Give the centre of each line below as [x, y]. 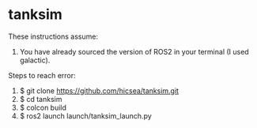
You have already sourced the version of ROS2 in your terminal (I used [134, 51]
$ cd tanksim [41, 99]
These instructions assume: [53, 36]
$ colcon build [43, 107]
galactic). [35, 60]
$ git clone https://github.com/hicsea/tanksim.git [99, 90]
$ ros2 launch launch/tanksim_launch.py [85, 115]
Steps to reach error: [42, 75]
